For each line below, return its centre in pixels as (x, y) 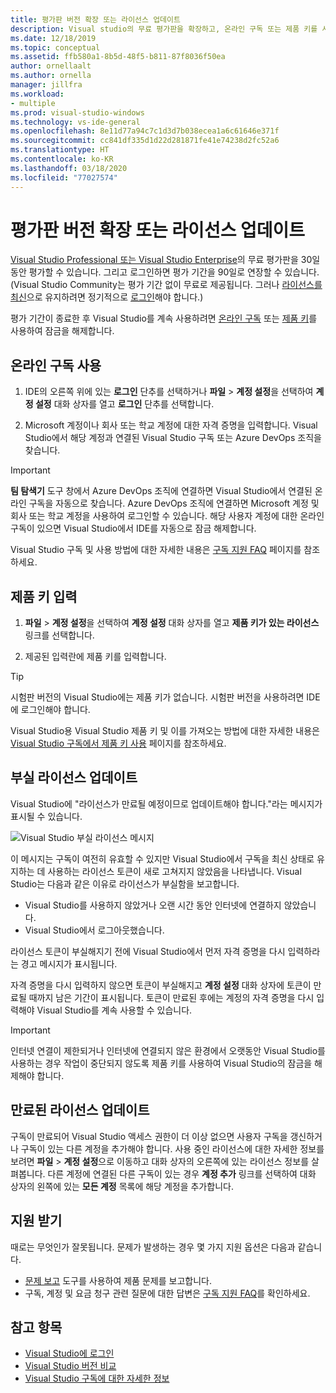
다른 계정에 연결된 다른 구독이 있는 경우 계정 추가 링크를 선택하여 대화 (182, 1173)
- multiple (33, 103)
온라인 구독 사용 (56, 365)
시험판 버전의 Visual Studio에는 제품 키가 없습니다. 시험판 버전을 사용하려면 (157, 697)
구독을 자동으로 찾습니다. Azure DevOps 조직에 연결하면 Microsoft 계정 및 (174, 503)
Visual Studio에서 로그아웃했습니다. (94, 930)
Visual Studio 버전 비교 (70, 1366)
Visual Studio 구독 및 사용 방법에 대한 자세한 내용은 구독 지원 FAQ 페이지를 (156, 550)
